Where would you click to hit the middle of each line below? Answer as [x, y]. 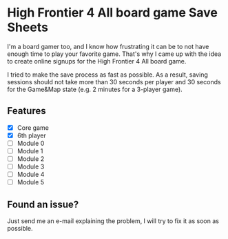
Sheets [28, 27]
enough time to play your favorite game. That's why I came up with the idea [114, 54]
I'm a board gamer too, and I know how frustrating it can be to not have [108, 46]
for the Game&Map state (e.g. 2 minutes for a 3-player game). [95, 89]
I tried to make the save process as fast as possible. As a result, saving [107, 75]
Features [27, 111]
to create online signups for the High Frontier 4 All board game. [97, 61]
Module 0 [31, 143]
